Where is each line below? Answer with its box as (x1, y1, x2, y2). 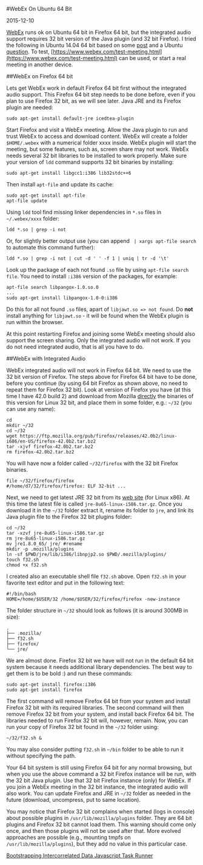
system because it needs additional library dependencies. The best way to (6, 663, 192, 670)
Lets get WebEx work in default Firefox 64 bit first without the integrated (6, 84, 187, 92)
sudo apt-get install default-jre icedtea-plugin (6, 115, 135, 121)
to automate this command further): (6, 244, 95, 251)
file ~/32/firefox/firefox (6, 478, 75, 484)
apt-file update (6, 198, 47, 204)
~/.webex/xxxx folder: (6, 215, 59, 222)
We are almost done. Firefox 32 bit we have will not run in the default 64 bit (6, 657, 194, 664)
